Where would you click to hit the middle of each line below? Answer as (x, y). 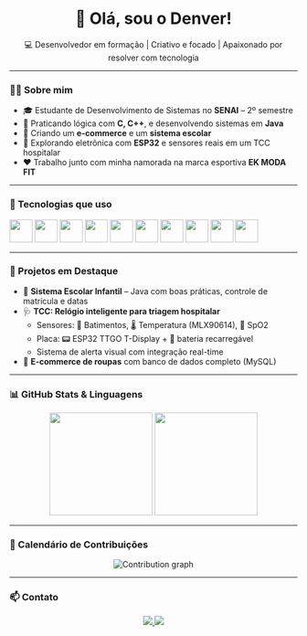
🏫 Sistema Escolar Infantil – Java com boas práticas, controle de (145, 291)
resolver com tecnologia (153, 58)
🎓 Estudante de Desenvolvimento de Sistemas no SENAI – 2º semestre (158, 111)
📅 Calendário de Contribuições (79, 545)
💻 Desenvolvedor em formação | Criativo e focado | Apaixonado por (153, 44)
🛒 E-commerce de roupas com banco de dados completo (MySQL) (149, 361)
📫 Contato (34, 598)
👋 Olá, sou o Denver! (153, 19)
